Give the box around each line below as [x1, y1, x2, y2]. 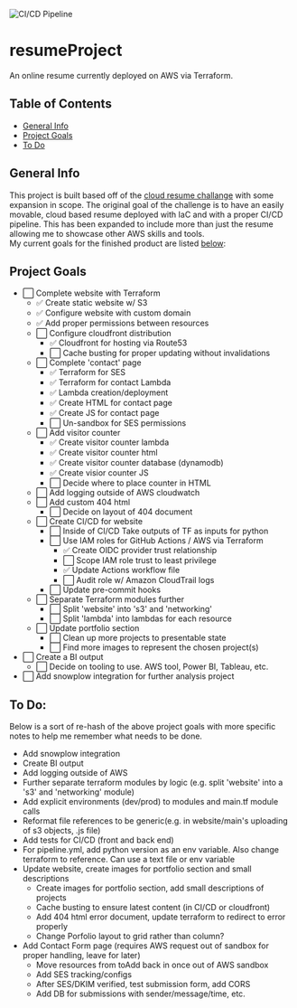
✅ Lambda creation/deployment [49, 387, 169, 398]
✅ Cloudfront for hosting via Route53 [49, 337, 188, 348]
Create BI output [22, 758, 84, 768]
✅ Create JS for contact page [49, 408, 160, 419]
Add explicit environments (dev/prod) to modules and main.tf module [22, 796, 279, 807]
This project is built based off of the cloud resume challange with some [9, 190, 274, 201]
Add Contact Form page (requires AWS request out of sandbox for [22, 940, 269, 951]
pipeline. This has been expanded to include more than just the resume [9, 218, 274, 230]
